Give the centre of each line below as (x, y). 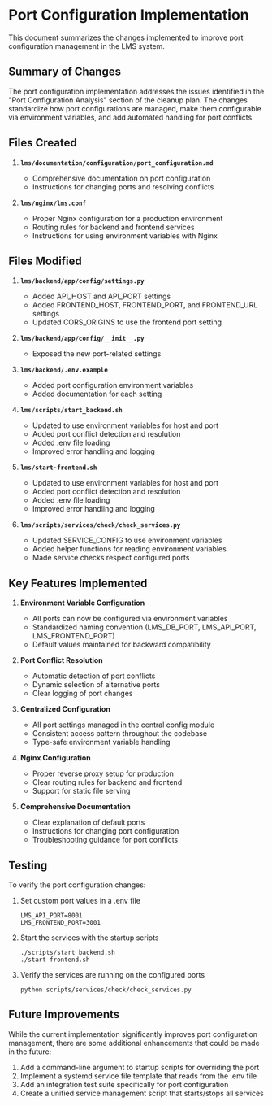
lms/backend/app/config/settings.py (82, 281)
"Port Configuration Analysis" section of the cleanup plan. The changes (128, 100)
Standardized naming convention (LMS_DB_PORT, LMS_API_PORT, (144, 627)
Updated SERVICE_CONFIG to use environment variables (127, 540)
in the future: (30, 1052)
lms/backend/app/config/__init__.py (82, 339)
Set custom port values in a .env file (80, 901)
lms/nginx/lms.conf (53, 203)
